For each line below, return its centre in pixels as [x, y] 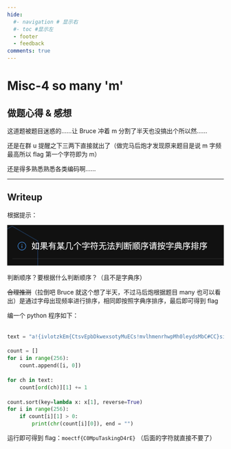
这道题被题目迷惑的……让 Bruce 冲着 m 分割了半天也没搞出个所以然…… [107, 131]
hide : [15, 14]
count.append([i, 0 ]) [50, 366]
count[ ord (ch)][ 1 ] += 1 [54, 387]
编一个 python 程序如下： [43, 315]
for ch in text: [30, 380]
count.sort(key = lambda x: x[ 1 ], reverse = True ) [75, 402]
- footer [26, 37]
